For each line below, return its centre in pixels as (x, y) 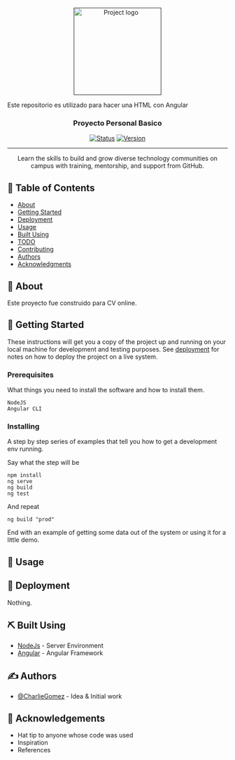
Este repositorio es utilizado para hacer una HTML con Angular (98, 105)
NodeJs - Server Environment (60, 646)
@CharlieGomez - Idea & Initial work (70, 696)
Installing (23, 426)
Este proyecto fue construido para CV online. (72, 303)
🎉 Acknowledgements (56, 718)
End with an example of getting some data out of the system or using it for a (116, 533)
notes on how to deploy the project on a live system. (83, 357)
